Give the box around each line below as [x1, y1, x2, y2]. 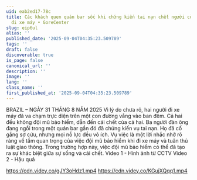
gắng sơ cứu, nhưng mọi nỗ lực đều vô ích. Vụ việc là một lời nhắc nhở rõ [6, 131, 183, 138]
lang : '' [6, 79, 28, 85]
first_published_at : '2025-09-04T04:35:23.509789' [6, 90, 133, 96]
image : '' [6, 74, 30, 79]
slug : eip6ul [6, 25, 38, 31]
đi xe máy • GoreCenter [11, 19, 69, 25]
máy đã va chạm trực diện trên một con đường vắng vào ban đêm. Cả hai [6, 112, 183, 119]
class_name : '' [6, 85, 43, 91]
